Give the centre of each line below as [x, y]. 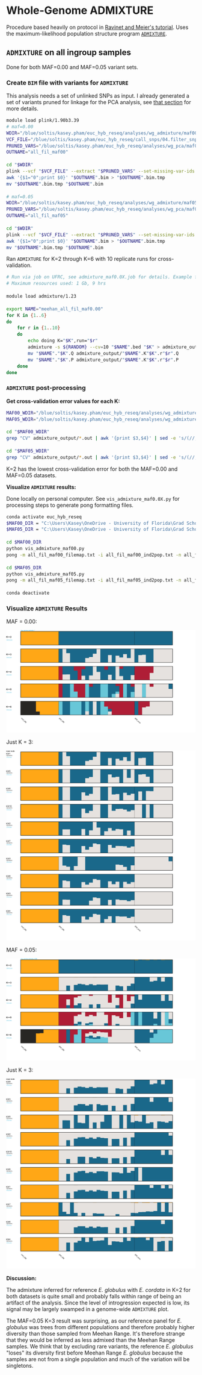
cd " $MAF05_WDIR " [28, 451]
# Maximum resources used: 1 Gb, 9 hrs [56, 284]
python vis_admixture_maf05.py [45, 574]
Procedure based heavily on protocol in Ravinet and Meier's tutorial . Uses [97, 27]
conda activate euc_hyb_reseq [44, 517]
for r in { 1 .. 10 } [39, 328]
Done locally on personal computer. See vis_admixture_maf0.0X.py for [93, 498]
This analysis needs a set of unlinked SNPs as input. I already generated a [98, 96]
